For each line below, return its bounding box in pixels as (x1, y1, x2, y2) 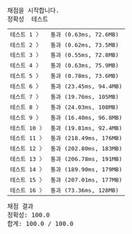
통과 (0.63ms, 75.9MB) (50, 62, 119, 70)
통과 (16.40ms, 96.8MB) (50, 114, 123, 121)
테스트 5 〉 (10, 72, 42, 80)
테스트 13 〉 (10, 155, 45, 163)
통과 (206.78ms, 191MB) (50, 155, 123, 163)
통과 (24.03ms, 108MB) (50, 103, 119, 111)
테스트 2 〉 (10, 41, 42, 49)
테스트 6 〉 (10, 83, 42, 90)
